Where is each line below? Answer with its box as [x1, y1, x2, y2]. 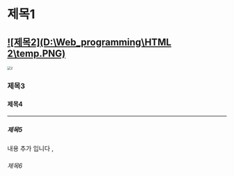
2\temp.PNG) [7, 47, 66, 59]
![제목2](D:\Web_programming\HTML [7, 36, 172, 48]
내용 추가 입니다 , [7, 144, 54, 153]
